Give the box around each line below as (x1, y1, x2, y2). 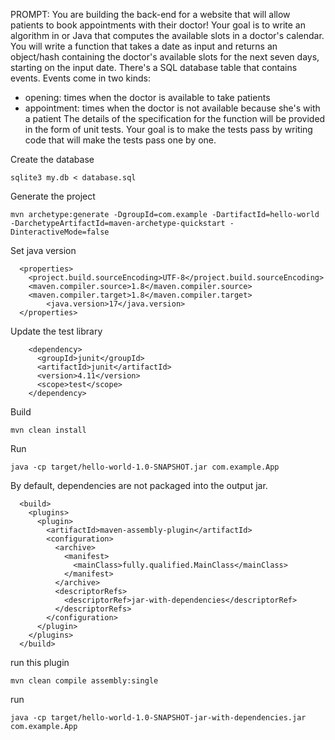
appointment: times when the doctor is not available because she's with (24, 102, 321, 114)
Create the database (10, 154, 95, 165)
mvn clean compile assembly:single (10, 676, 159, 686)
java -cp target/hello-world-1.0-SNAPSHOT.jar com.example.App (10, 462, 280, 472)
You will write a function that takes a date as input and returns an (10, 40, 278, 52)
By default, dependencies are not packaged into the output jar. (10, 480, 268, 491)
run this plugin (10, 657, 70, 668)
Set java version (10, 245, 77, 256)
